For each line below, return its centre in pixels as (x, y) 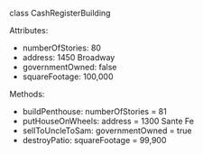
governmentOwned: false (69, 67)
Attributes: (29, 30)
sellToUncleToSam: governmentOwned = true (107, 131)
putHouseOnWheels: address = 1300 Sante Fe (108, 121)
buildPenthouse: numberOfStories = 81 (94, 111)
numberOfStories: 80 (62, 48)
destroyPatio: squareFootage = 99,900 (94, 140)
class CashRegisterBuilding (60, 13)
